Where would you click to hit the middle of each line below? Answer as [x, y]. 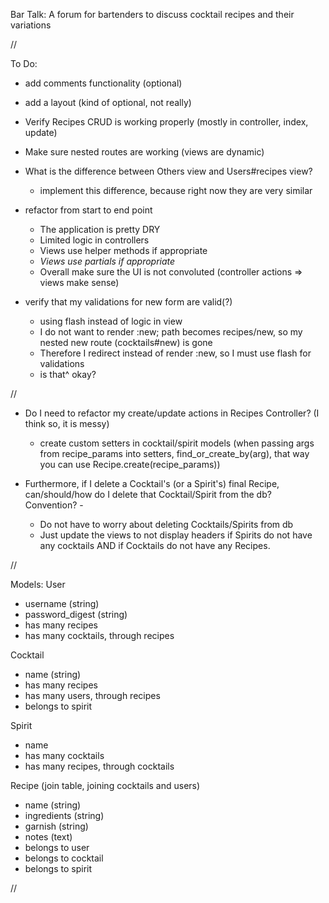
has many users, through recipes [92, 695]
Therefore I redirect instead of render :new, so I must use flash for [175, 353]
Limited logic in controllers [94, 240]
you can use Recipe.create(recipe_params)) [130, 464]
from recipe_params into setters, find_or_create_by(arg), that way [174, 453]
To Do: [24, 63]
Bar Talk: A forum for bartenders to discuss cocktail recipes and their [152, 14]
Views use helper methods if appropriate [123, 250]
